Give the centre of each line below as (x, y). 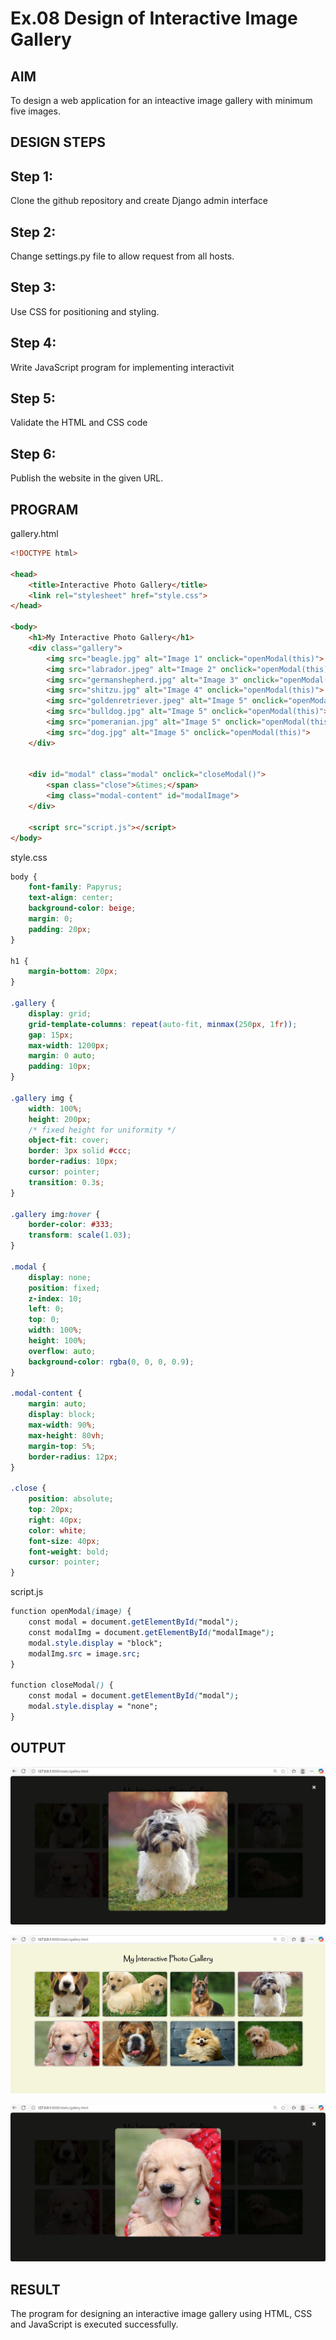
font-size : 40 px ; (64, 1541)
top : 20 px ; (51, 1510)
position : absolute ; (71, 1499)
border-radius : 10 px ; (73, 1162)
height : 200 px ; (60, 1119)
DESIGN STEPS (58, 142)
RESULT (35, 2289)
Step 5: (33, 398)
